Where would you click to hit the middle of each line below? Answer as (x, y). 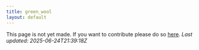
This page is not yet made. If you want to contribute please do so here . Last (99, 34)
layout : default (26, 17)
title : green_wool (29, 12)
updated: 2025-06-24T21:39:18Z (47, 40)
